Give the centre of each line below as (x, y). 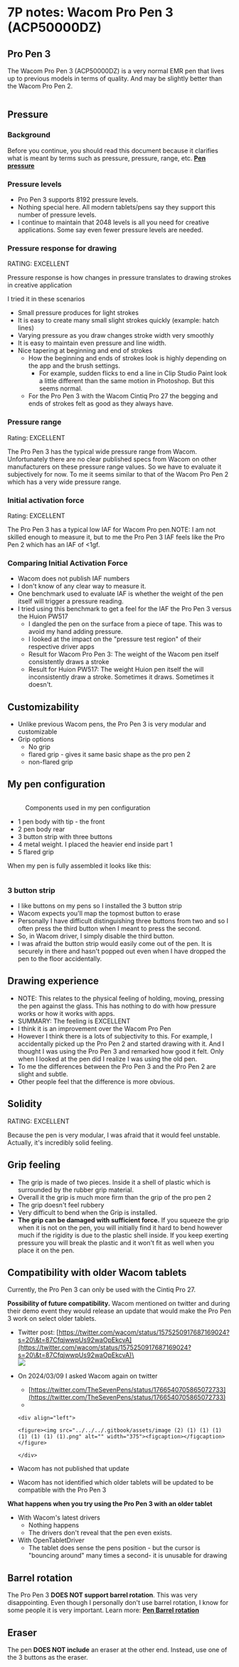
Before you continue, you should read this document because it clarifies (113, 150)
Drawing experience (53, 981)
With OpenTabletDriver (51, 1540)
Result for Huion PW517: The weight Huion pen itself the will (116, 670)
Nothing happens (54, 1525)
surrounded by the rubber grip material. (76, 1190)
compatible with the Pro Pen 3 (62, 1490)
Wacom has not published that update (73, 1469)
